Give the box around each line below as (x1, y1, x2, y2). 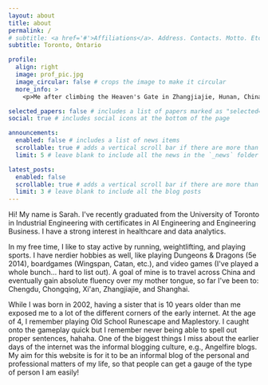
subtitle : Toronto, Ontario (8, 41, 102, 49)
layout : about (8, 11, 56, 20)
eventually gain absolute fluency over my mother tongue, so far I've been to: (8, 276, 259, 285)
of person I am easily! (8, 367, 80, 377)
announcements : (8, 129, 59, 137)
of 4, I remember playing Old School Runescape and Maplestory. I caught (8, 316, 250, 327)
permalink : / (8, 26, 52, 34)
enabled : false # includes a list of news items (15, 136, 180, 144)
